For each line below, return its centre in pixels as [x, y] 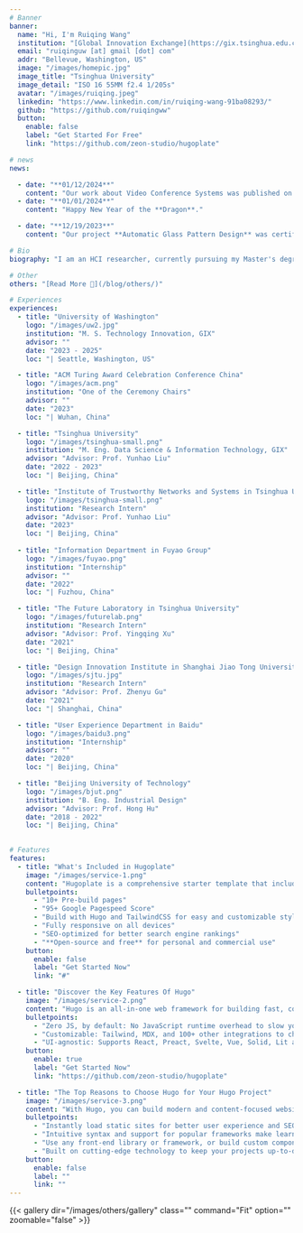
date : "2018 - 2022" [64, 817]
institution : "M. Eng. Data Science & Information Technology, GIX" [157, 450]
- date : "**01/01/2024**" [66, 201]
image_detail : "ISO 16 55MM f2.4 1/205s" [96, 85]
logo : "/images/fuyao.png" [76, 559]
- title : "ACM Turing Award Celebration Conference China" [131, 375]
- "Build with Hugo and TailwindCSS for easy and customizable [155, 917]
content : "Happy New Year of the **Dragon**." [115, 210]
